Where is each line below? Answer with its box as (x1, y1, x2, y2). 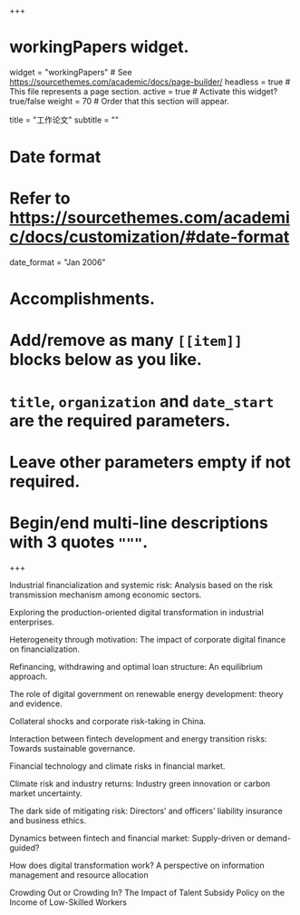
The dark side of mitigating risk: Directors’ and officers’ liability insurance (9, 805, 283, 816)
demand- (256, 832, 292, 843)
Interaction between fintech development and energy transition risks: (9, 733, 267, 744)
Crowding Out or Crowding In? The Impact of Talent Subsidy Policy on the (9, 887, 285, 898)
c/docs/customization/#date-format (9, 227, 290, 248)
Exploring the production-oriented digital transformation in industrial (9, 606, 265, 617)
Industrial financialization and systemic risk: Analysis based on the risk (9, 579, 274, 590)
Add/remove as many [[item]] (9, 330, 243, 350)
